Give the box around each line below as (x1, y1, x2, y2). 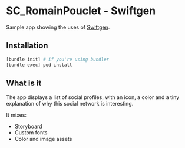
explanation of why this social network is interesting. (6, 100, 134, 107)
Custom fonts (14, 129, 48, 136)
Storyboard (14, 123, 42, 130)
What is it (6, 78, 42, 88)
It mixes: (6, 111, 27, 119)
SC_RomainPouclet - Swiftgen (6, 4, 156, 18)
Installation (6, 41, 48, 51)
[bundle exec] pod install (6, 62, 72, 68)
